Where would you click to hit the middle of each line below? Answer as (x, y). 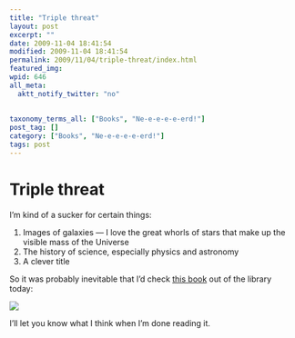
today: (21, 288)
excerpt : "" (32, 35)
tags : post (30, 144)
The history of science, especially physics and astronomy (131, 252)
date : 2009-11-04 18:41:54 (61, 43)
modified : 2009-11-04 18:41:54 (69, 52)
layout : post (34, 26)
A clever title (46, 261)
